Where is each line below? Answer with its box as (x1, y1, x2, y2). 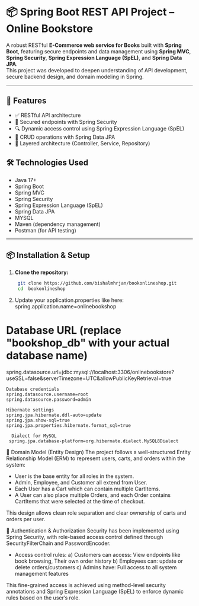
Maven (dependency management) (14, 221, 101, 228)
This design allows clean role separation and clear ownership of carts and (6, 509, 187, 516)
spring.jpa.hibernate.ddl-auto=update (6, 412, 102, 419)
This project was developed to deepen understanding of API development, (6, 66, 188, 74)
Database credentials (6, 387, 60, 393)
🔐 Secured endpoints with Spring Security (14, 118, 117, 125)
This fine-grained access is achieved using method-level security (6, 582, 166, 589)
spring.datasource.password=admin (6, 397, 92, 403)
